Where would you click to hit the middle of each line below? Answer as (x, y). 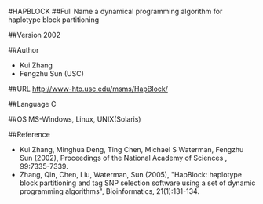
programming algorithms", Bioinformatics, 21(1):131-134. (110, 191)
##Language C (32, 104)
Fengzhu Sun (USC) (52, 73)
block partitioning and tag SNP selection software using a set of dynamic (137, 183)
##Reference (29, 134)
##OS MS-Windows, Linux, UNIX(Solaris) (75, 119)
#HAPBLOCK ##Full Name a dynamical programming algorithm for (115, 11)
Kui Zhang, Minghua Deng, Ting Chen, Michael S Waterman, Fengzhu (131, 149)
